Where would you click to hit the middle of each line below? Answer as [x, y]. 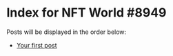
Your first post [37, 45]
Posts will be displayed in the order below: [67, 32]
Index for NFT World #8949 [86, 13]
